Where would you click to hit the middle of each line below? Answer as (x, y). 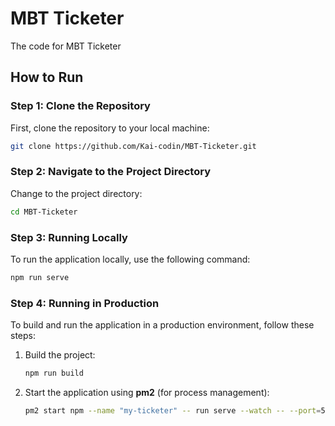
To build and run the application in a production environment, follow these (162, 325)
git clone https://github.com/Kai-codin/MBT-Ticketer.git (133, 146)
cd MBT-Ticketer (44, 212)
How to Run (47, 77)
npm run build (54, 373)
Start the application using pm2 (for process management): (147, 393)
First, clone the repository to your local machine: (110, 128)
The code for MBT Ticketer (66, 46)
